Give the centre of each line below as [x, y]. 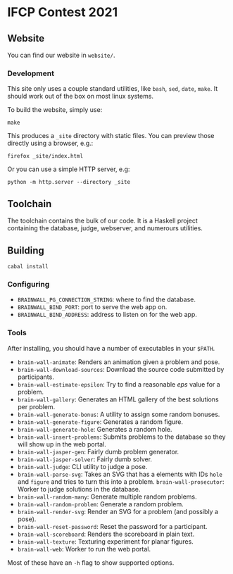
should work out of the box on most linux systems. [80, 96]
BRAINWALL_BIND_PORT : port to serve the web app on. [92, 307]
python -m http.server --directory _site [69, 182]
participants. [36, 377]
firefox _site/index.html [45, 156]
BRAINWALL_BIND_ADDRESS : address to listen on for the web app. [107, 315]
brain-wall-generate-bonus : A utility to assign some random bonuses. [119, 414]
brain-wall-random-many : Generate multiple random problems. [107, 497]
